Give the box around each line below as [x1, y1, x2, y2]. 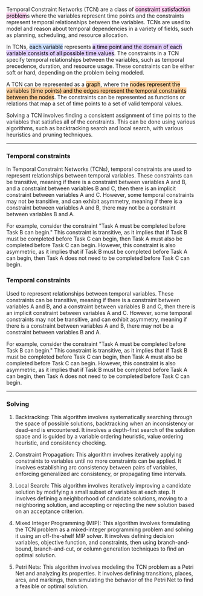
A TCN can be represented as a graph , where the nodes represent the [6, 81, 181, 88]
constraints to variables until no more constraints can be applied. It [14, 457, 181, 465]
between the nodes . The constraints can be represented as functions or [6, 94, 185, 101]
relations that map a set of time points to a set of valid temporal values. [6, 100, 183, 107]
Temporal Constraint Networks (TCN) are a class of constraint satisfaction [6, 6, 191, 13]
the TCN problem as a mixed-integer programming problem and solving [14, 526, 193, 533]
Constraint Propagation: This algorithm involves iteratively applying [14, 451, 182, 458]
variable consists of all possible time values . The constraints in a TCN [6, 50, 179, 57]
